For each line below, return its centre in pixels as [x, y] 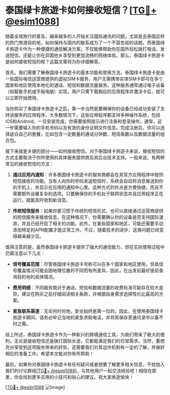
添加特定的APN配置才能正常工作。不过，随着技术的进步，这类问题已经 [86, 229]
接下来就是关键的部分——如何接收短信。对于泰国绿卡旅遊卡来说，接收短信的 [85, 151]
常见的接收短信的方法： [30, 163]
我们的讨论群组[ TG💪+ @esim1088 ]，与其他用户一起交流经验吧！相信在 [79, 371]
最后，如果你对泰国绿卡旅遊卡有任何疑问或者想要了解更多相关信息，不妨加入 [85, 364]
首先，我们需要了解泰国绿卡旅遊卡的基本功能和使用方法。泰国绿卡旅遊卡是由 [85, 72]
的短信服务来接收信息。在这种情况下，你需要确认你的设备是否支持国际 [86, 217]
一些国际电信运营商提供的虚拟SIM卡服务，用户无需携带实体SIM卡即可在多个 [84, 79]
